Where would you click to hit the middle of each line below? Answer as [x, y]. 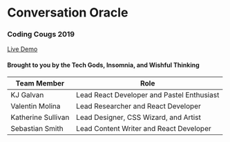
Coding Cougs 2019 [41, 34]
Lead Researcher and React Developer [138, 106]
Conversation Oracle [68, 13]
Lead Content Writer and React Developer [144, 128]
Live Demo [22, 49]
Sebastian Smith [37, 128]
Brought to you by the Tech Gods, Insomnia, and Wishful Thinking [103, 65]
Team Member [40, 83]
